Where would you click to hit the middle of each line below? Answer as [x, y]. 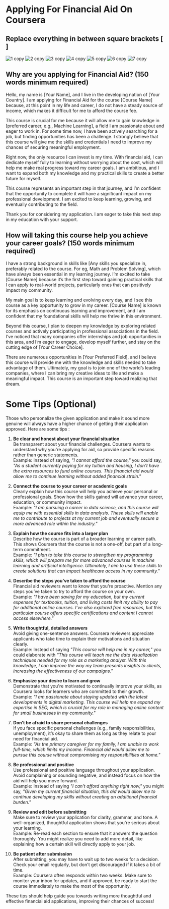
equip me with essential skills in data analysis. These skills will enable [86, 513]
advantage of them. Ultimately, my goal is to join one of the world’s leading [83, 367]
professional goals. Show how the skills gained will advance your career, [88, 497]
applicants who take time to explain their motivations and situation [81, 638]
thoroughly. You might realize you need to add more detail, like [78, 838]
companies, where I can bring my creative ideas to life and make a [74, 373]
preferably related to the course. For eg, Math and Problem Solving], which [83, 269]
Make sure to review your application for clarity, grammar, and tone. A [85, 817]
